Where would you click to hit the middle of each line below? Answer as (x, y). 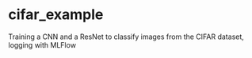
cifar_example (56, 15)
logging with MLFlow (42, 44)
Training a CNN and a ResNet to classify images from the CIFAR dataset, (126, 37)
